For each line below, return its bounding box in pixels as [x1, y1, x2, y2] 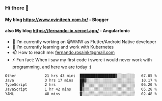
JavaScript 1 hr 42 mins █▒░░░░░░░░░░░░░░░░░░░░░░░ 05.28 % [5, 87, 157, 92]
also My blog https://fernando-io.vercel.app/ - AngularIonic [5, 28, 130, 34]
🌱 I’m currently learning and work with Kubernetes [12, 44, 114, 50]
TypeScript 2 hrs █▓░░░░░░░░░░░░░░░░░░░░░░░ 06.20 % [5, 82, 157, 87]
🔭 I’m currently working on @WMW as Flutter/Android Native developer [12, 39, 157, 45]
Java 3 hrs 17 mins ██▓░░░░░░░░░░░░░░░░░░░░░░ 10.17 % [5, 78, 157, 83]
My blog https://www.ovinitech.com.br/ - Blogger [5, 17, 109, 23]
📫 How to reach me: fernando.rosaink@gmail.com [12, 49, 115, 55]
